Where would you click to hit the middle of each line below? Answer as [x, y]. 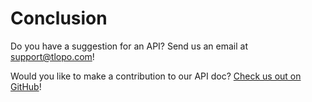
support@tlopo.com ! [52, 56]
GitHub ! [26, 86]
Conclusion [59, 18]
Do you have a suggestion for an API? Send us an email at [129, 46]
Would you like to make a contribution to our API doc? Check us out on [156, 76]
